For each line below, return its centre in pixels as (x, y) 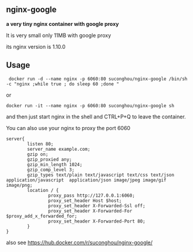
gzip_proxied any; (50, 159)
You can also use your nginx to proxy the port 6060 (68, 128)
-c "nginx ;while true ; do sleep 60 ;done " (62, 84)
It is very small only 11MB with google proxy (59, 35)
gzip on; (38, 154)
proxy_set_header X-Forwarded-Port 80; (97, 221)
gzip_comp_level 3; (51, 170)
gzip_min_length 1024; (55, 164)
